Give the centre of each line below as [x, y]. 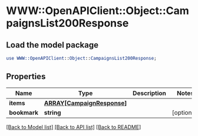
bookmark [24, 113]
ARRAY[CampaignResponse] [85, 103]
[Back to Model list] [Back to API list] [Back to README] [74, 127]
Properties [26, 76]
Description [149, 93]
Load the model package [52, 45]
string [52, 113]
